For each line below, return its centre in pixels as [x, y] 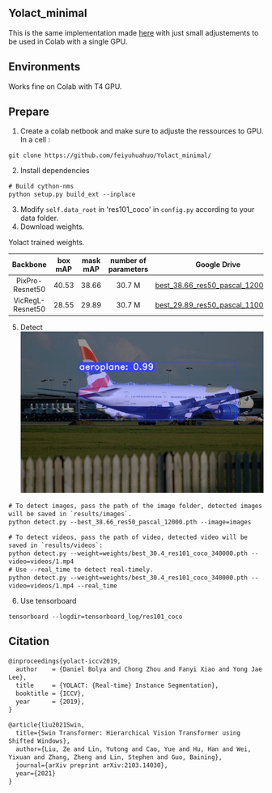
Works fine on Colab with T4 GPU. [65, 86]
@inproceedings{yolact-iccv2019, [65, 661]
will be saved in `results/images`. [70, 514]
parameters [128, 269]
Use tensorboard [48, 600]
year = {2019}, [50, 702]
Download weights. [52, 227]
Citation [29, 641]
